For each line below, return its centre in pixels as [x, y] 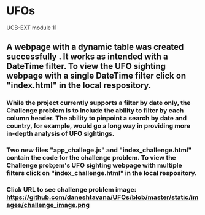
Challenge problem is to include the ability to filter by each [95, 111]
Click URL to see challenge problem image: [72, 190]
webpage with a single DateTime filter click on [96, 76]
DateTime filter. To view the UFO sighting [86, 66]
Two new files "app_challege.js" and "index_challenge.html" [99, 150]
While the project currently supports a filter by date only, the [99, 103]
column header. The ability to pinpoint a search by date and [97, 119]
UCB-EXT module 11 [32, 28]
